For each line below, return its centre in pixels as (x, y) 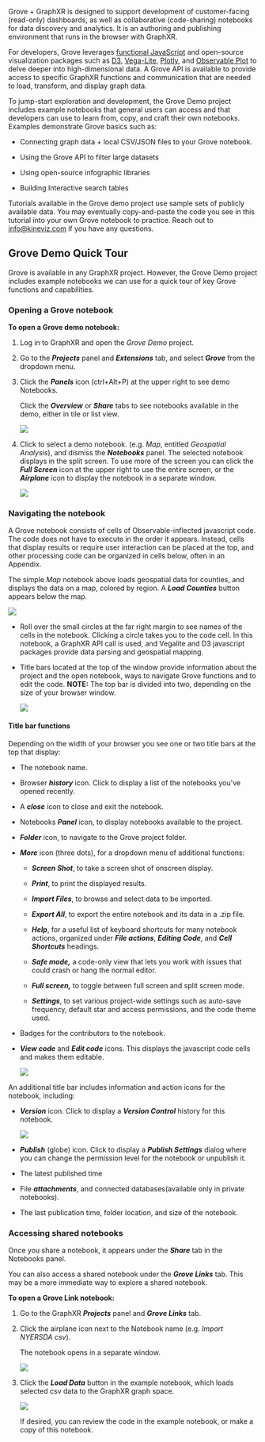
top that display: (34, 752)
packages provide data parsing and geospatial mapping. (112, 652)
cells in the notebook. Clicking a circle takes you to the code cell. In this (136, 635)
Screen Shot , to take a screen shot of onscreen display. (122, 868)
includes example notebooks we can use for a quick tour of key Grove (122, 281)
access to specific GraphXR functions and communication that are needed (130, 77)
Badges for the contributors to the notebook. (93, 1033)
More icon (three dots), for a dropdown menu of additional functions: (132, 853)
